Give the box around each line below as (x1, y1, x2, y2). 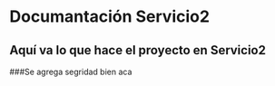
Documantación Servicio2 (9, 6, 211, 27)
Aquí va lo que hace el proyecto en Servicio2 (9, 43, 266, 58)
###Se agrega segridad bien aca (9, 66, 133, 77)
